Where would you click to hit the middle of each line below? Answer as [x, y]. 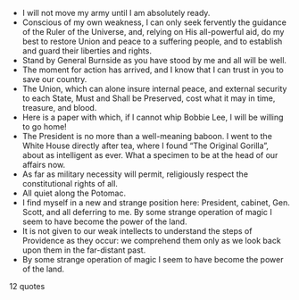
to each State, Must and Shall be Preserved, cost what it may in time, [149, 98]
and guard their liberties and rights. [87, 51]
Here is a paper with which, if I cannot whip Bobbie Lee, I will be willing [153, 117]
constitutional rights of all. [70, 183]
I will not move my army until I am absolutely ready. [116, 13]
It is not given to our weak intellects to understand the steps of [137, 231]
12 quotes [27, 286]
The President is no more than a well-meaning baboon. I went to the [147, 136]
